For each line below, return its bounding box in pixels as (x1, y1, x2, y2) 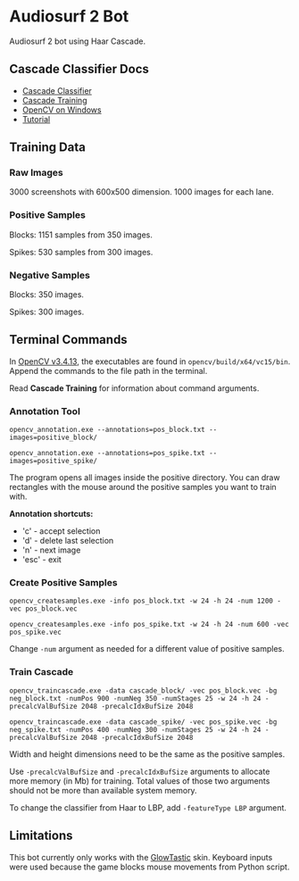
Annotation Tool (9, 404, 80, 417)
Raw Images (9, 167, 64, 179)
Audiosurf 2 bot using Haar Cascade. (9, 36, 145, 46)
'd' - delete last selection (21, 536, 114, 546)
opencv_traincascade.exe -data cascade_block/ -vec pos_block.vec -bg (9, 686, 278, 695)
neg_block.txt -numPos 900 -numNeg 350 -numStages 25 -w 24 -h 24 (9, 694, 262, 702)
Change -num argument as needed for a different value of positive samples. (9, 644, 286, 654)
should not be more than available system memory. (9, 785, 198, 795)
